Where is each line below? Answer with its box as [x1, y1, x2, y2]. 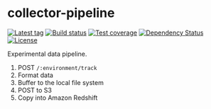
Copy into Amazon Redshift [17, 93, 98, 102]
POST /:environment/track [17, 63, 97, 71]
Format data [17, 71, 53, 79]
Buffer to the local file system [17, 78, 104, 86]
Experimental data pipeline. [7, 50, 87, 58]
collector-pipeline [7, 5, 115, 21]
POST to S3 [17, 86, 52, 94]
